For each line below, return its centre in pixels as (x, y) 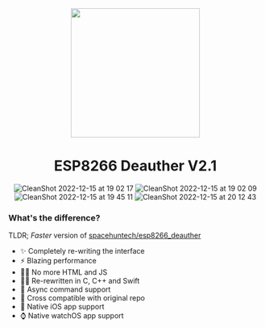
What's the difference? (54, 217)
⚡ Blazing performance (58, 261)
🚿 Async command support (65, 289)
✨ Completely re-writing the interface (82, 251)
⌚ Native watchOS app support (72, 316)
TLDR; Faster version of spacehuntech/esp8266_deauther (105, 235)
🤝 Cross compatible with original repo (82, 298)
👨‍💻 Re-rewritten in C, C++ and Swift (80, 281)
